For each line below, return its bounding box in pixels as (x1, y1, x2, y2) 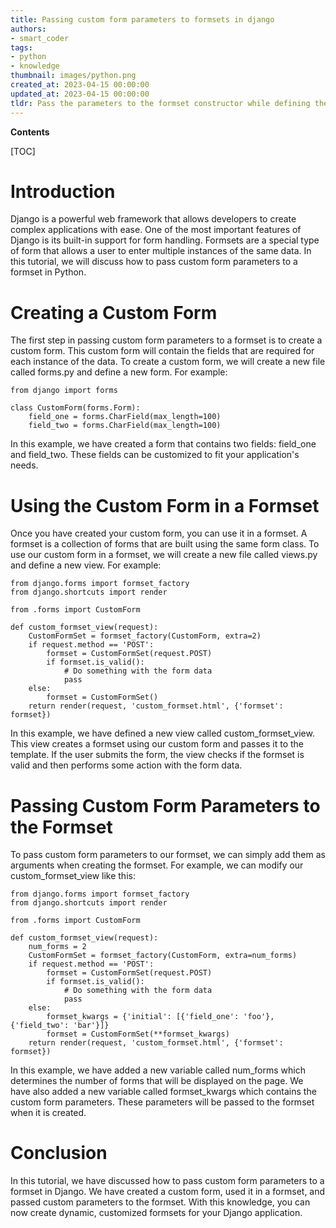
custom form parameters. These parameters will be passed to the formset (10, 1096, 315, 1108)
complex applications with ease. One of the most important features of (10, 224, 302, 236)
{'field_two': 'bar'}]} (10, 1021, 110, 1031)
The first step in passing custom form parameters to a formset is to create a (10, 334, 323, 346)
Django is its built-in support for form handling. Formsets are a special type (10, 234, 320, 246)
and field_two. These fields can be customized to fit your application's (10, 449, 300, 461)
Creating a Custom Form (10, 301, 218, 324)
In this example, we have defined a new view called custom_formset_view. (10, 727, 315, 740)
